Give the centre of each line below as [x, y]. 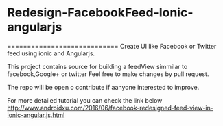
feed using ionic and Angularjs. [51, 53]
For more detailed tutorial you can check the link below [85, 100]
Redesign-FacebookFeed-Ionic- [100, 13]
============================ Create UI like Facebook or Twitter [112, 46]
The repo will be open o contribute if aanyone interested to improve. [103, 87]
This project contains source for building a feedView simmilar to [97, 66]
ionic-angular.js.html [36, 115]
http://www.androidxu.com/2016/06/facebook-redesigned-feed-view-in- [110, 108]
